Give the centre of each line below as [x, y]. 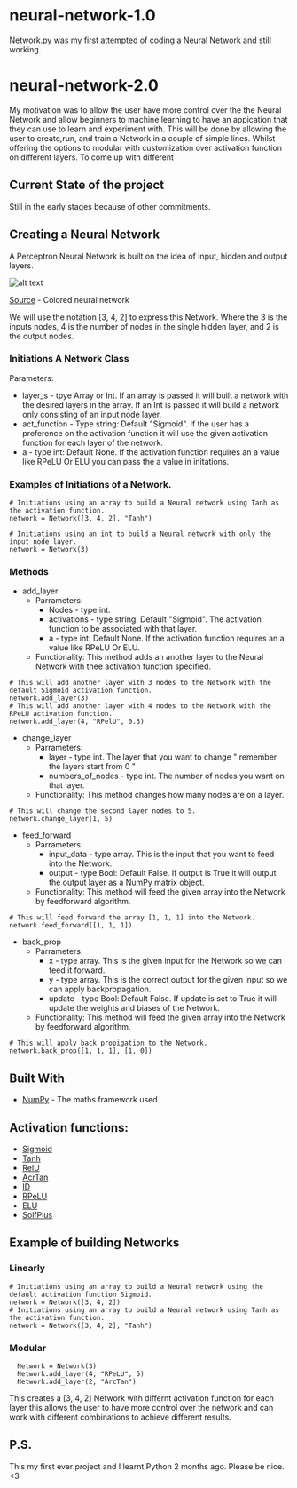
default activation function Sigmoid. [81, 1294]
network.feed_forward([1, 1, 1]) [71, 926]
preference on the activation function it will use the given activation [145, 433]
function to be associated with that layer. [123, 629]
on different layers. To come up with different [92, 157]
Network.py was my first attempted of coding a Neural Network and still [141, 40]
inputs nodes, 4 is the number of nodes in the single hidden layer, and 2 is [144, 326]
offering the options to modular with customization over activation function [145, 147]
